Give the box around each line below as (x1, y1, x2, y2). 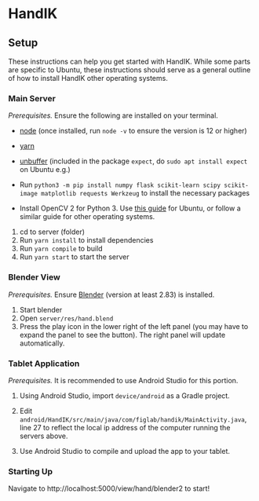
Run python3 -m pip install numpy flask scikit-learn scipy (19, 180, 221, 189)
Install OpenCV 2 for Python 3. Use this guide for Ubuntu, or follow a (19, 203, 241, 213)
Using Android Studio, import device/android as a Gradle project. (19, 390, 230, 400)
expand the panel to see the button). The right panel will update (19, 330, 226, 339)
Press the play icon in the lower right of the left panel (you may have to (19, 321, 249, 331)
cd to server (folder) (19, 227, 85, 236)
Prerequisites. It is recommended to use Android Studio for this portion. (8, 375, 239, 385)
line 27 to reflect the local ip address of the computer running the (19, 422, 231, 432)
